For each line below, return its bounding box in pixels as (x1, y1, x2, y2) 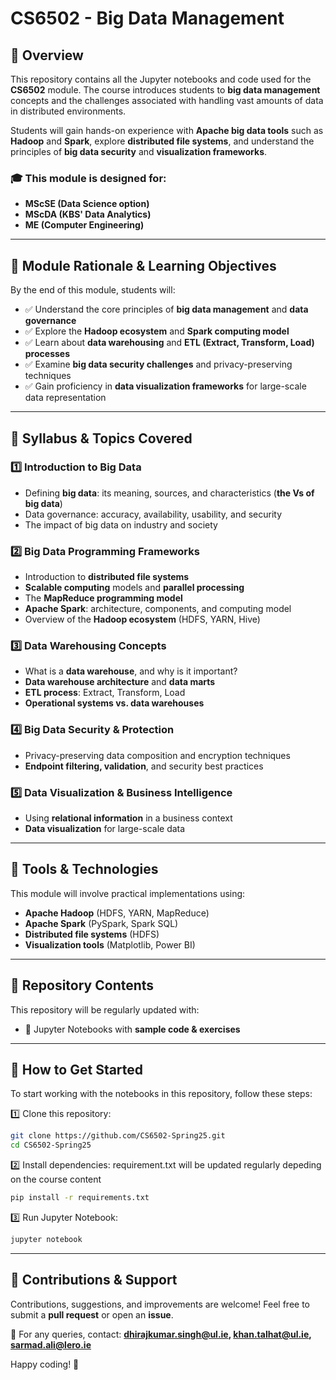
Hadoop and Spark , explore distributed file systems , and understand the (10, 135, 315, 147)
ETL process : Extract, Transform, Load (24, 687, 186, 699)
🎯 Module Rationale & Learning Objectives (10, 257, 277, 274)
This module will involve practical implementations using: (10, 887, 246, 899)
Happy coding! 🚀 (10, 1358, 80, 1370)
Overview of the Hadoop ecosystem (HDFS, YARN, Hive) (24, 613, 261, 626)
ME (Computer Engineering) (24, 219, 145, 231)
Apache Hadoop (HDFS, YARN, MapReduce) (24, 907, 210, 919)
